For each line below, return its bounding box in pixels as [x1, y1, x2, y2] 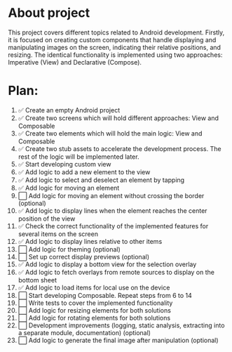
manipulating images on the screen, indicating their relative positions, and [8, 43, 221, 51]
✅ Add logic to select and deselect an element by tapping [18, 176, 185, 184]
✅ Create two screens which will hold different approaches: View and [18, 114, 219, 122]
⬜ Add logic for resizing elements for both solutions [18, 306, 171, 314]
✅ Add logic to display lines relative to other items [18, 237, 163, 245]
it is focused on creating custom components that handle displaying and [8, 35, 217, 44]
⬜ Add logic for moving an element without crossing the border [18, 191, 205, 200]
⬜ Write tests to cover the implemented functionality [18, 299, 173, 307]
